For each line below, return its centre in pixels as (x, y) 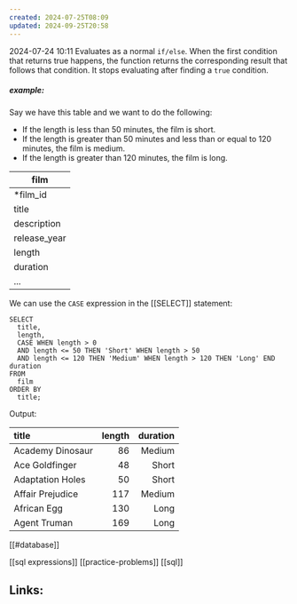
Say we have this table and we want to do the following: (111, 113)
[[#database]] (35, 545)
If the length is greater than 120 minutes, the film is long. (125, 158)
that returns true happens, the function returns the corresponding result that (148, 60)
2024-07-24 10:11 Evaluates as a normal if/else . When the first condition (143, 51)
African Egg (39, 509)
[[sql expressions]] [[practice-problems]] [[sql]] (96, 562)
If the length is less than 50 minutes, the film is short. (119, 130)
